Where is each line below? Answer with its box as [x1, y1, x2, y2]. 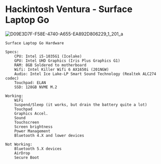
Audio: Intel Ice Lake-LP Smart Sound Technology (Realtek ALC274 [14, 71, 156, 76]
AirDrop [14, 150, 30, 155]
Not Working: [5, 142, 33, 147]
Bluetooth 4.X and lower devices [14, 133, 85, 138]
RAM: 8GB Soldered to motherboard [14, 62, 87, 67]
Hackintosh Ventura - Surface [5, 4, 133, 15]
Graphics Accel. [14, 111, 49, 116]
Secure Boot [14, 155, 39, 160]
